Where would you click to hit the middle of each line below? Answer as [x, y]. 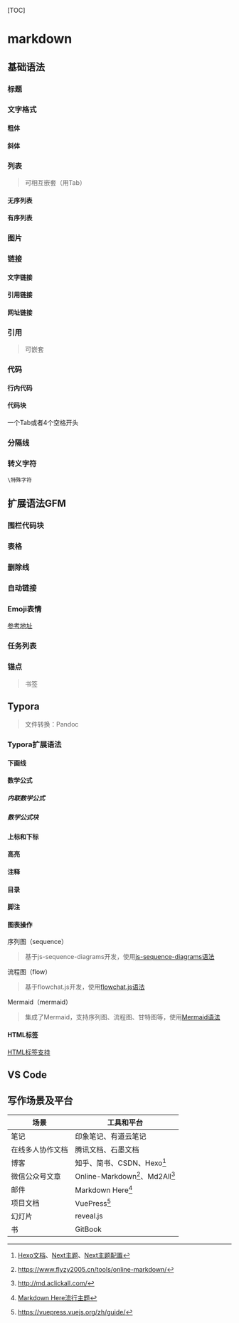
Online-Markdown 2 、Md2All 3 [125, 1176]
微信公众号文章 [36, 1177]
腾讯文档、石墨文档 [107, 1150]
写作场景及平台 [40, 1101]
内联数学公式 [26, 798]
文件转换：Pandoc [52, 724]
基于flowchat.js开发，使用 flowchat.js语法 [85, 987]
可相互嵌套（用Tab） [55, 182]
